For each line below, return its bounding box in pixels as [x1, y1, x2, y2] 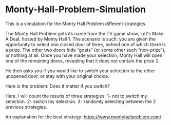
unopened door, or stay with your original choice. [5, 73, 109, 79]
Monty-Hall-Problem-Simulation [5, 4, 146, 15]
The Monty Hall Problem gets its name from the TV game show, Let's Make [5, 30, 164, 36]
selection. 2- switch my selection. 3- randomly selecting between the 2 [5, 98, 156, 105]
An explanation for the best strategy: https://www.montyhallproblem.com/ [5, 114, 162, 120]
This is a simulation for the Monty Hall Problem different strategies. [5, 20, 147, 27]
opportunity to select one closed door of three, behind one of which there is [5, 41, 166, 47]
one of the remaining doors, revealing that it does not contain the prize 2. [5, 57, 160, 64]
